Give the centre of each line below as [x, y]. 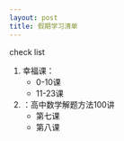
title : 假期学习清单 [44, 26]
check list [27, 52]
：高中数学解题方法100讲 [68, 104]
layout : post [34, 18]
